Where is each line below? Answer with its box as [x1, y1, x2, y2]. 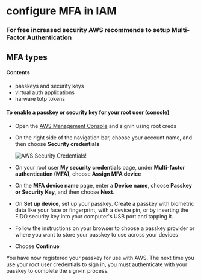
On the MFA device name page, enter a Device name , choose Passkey [14, 182, 193, 189]
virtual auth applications [14, 89, 75, 96]
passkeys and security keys [14, 82, 84, 89]
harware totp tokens [14, 95, 65, 102]
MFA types [6, 52, 48, 62]
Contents [6, 69, 30, 76]
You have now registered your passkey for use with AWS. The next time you [6, 254, 194, 261]
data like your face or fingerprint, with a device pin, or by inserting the [14, 206, 188, 214]
